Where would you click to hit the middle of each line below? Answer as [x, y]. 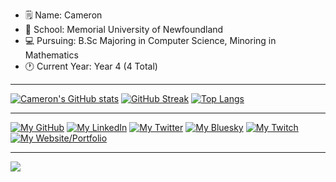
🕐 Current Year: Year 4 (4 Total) [91, 66]
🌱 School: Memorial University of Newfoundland [124, 29]
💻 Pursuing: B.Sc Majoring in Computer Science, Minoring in [150, 40]
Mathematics [51, 55]
